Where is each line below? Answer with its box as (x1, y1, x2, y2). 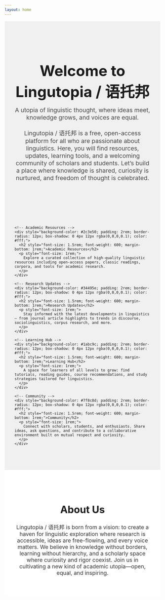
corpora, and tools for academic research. (14, 264, 106, 269)
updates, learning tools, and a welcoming (25, 152, 140, 160)
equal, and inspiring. (56, 569, 109, 576)
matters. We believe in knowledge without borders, (17, 543, 148, 551)
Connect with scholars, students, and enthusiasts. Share (23, 424, 145, 429)
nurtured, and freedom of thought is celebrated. (16, 174, 149, 182)
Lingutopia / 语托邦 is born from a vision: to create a (16, 523, 149, 531)
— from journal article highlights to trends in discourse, (14, 316, 141, 321)
